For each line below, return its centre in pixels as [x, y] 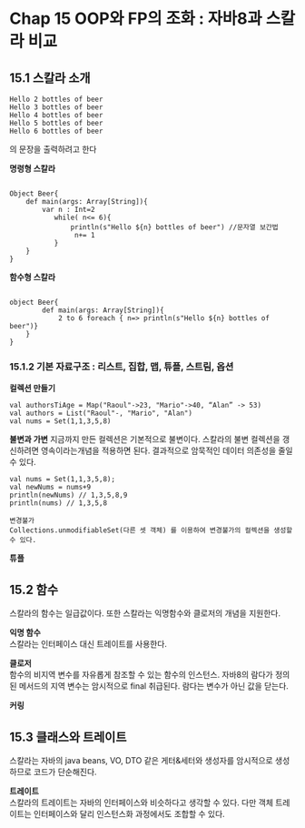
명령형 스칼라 [33, 168]
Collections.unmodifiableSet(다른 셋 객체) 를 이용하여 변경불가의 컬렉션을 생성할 [151, 530]
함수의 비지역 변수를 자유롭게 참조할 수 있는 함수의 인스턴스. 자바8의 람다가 [142, 675]
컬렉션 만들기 [33, 389]
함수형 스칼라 [33, 277]
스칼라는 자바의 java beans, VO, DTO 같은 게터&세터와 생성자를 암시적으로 [142, 760]
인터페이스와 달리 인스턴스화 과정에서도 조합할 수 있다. [129, 813]
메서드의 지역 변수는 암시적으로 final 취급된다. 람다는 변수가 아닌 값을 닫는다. [153, 686]
